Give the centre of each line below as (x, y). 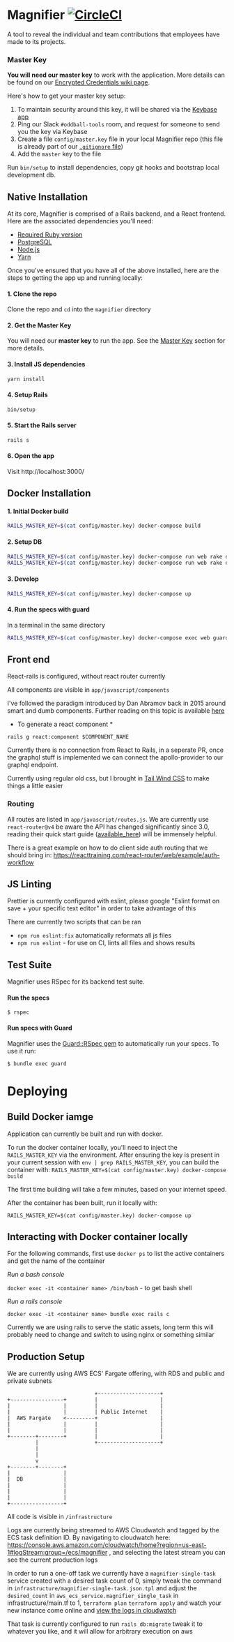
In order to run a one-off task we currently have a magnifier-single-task (111, 1574)
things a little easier (36, 786)
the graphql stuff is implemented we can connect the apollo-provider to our (115, 757)
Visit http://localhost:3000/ (46, 471)
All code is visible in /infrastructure (60, 1517)
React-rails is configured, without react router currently (86, 676)
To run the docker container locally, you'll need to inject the (92, 1147)
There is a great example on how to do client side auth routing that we (108, 848)
